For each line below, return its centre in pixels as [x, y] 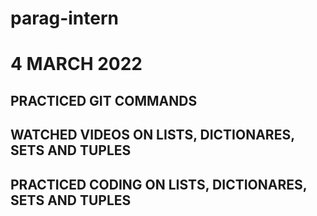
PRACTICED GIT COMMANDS [104, 100]
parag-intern [64, 18]
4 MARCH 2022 [76, 64]
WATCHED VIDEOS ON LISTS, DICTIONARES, [152, 135]
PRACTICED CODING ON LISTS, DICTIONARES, [159, 184]
